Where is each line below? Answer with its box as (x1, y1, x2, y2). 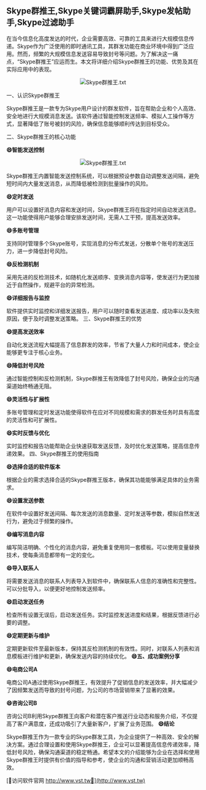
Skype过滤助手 (17, 17, 75, 28)
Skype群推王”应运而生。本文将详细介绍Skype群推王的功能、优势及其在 (19, 58, 199, 65)
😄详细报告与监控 (6, 294, 50, 301)
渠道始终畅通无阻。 (6, 382, 55, 390)
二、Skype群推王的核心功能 (6, 133, 77, 140)
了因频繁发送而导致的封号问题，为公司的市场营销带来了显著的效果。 (6, 686, 178, 694)
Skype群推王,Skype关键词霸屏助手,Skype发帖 (6, 6, 183, 17)
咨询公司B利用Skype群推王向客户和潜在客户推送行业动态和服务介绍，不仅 (6, 712, 193, 719)
